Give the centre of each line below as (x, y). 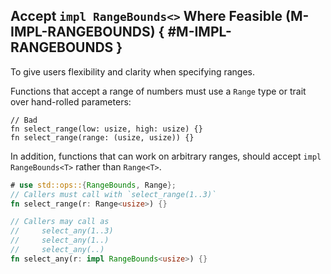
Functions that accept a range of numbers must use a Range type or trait (158, 91)
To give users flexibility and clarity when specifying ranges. (133, 71)
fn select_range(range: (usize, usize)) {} (102, 137)
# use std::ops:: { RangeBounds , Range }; (93, 185)
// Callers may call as (60, 222)
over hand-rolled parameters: (71, 101)
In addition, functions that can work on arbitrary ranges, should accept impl (166, 156)
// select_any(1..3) (62, 231)
